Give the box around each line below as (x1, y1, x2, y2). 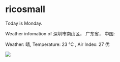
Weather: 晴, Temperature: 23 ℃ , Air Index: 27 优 (5, 41, 110, 47)
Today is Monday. (5, 20, 42, 26)
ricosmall (5, 4, 46, 15)
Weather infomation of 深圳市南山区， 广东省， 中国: (5, 30, 115, 36)
